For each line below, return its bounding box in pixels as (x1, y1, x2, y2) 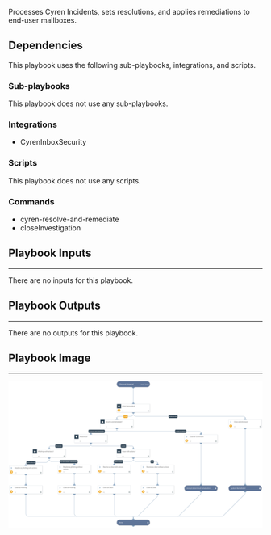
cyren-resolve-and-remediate (19, 214, 119, 224)
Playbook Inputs (8, 246, 92, 260)
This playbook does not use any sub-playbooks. (8, 99, 169, 108)
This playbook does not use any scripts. (8, 175, 141, 185)
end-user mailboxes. (8, 15, 77, 25)
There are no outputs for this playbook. (8, 327, 139, 338)
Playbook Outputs (8, 299, 101, 313)
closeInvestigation (19, 223, 81, 233)
